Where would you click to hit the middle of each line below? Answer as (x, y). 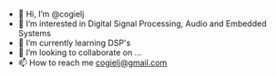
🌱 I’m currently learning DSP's (74, 43)
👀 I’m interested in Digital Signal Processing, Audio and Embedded (142, 24)
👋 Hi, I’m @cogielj (51, 14)
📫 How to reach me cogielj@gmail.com (92, 63)
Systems (35, 33)
